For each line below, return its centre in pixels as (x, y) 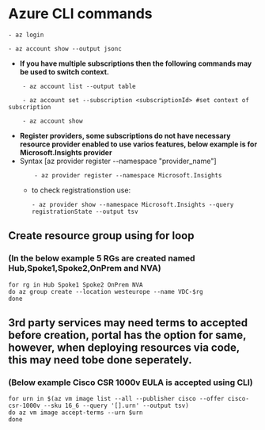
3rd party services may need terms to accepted (128, 323)
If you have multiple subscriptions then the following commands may (136, 63)
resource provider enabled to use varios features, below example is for (138, 144)
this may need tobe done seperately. (100, 360)
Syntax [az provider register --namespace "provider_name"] (118, 161)
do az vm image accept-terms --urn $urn (76, 413)
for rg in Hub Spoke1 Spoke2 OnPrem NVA (76, 285)
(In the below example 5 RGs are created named (102, 258)
